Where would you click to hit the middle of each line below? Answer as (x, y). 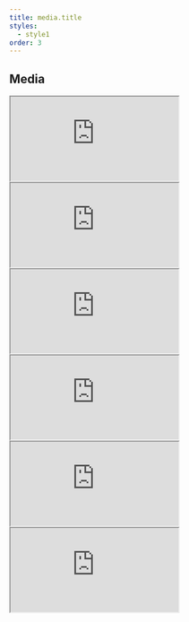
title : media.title (46, 17)
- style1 (34, 34)
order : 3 (26, 43)
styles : (24, 26)
